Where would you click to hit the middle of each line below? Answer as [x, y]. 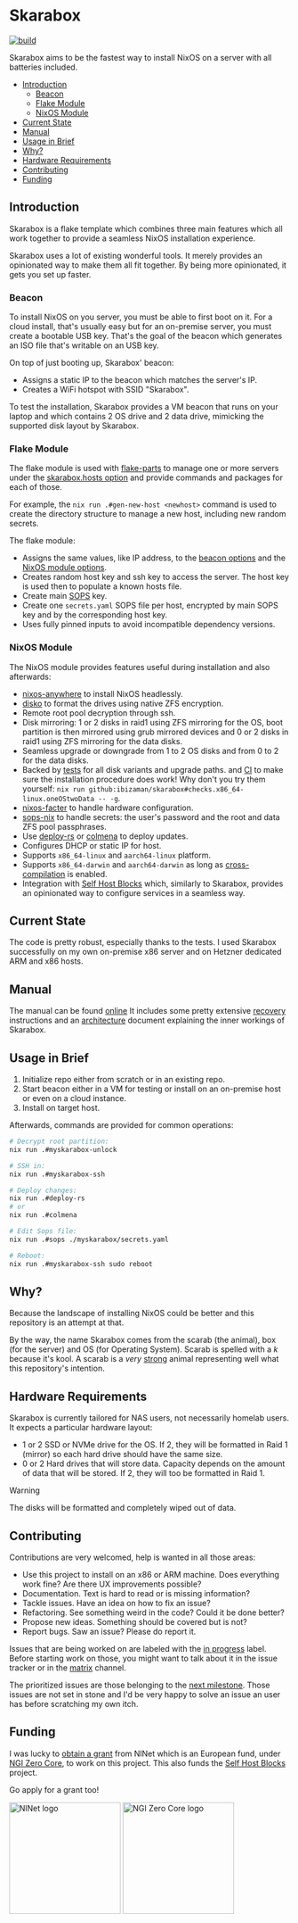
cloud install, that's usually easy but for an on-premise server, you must [141, 327]
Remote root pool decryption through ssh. [99, 713]
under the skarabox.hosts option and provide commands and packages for [146, 477]
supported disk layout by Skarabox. [74, 426]
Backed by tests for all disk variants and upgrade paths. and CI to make [153, 769]
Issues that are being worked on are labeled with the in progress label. [138, 1649]
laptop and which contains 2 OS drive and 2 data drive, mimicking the [137, 417]
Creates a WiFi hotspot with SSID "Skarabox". [105, 390]
